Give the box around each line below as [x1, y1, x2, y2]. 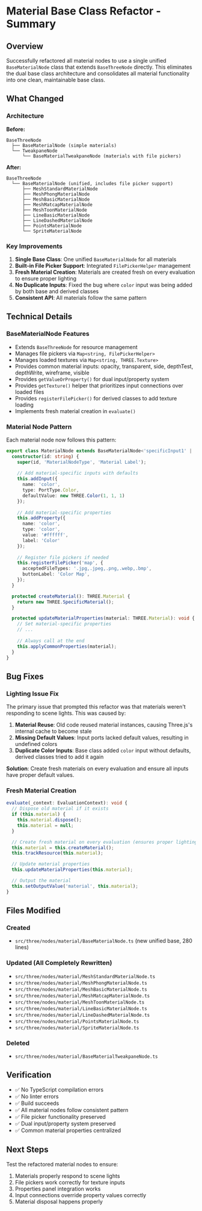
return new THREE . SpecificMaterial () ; [17, 599, 114, 605]
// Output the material [11, 877, 71, 884]
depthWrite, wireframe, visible [14, 369, 90, 376]
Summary [6, 17, 56, 31]
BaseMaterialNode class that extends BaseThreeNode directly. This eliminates [6, 63, 192, 71]
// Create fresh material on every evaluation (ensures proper [11, 839, 173, 845]
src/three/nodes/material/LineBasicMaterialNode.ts [14, 1005, 147, 1011]
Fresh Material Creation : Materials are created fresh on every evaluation [14, 268, 195, 276]
